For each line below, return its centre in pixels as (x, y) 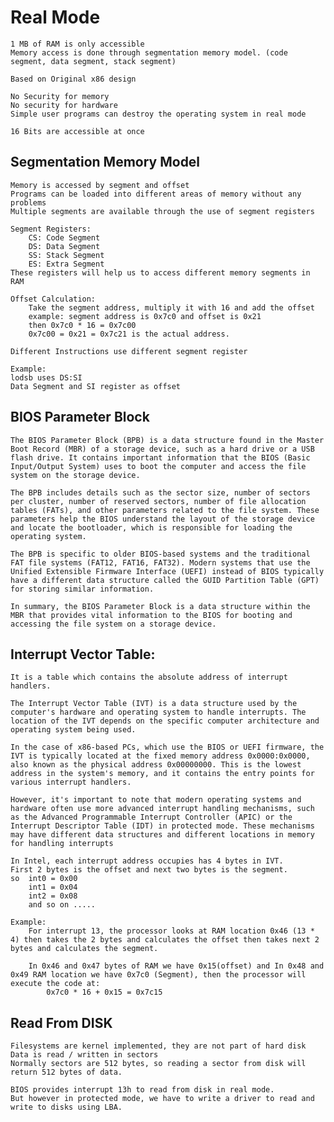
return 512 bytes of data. (66, 1072)
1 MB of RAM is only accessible (77, 44)
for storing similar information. (82, 589)
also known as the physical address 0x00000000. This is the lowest (156, 765)
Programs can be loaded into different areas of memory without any (156, 194)
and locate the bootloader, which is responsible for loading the (151, 527)
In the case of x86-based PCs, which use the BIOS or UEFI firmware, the (167, 747)
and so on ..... (62, 905)
